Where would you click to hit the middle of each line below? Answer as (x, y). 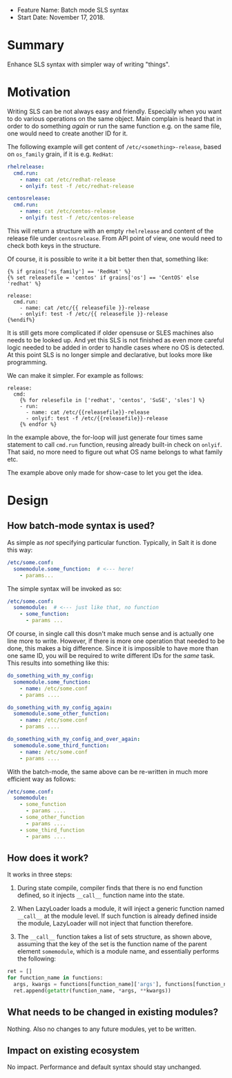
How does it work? (48, 858)
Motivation (39, 92)
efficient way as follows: (41, 779)
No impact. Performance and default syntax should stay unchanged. (104, 1067)
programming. (27, 362)
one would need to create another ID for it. (68, 133)
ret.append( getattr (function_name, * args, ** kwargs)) (92, 990)
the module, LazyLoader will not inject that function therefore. (105, 923)
